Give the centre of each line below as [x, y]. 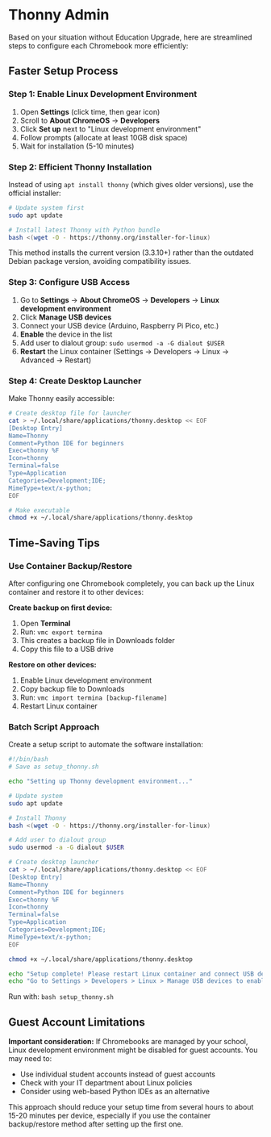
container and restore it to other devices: [76, 591]
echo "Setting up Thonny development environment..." [101, 781]
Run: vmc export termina [61, 632]
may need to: [30, 1059]
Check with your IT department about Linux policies [106, 1083]
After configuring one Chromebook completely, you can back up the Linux [131, 583]
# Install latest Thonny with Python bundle [84, 230]
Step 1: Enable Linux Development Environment [103, 94]
